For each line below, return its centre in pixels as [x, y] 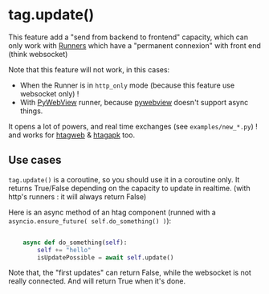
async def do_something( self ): [75, 243]
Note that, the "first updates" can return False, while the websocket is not [130, 273]
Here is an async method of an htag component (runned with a [112, 212]
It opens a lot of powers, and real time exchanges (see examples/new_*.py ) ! [133, 126]
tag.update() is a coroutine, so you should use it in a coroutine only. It [124, 179]
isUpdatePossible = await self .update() [106, 257]
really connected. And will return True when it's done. [97, 281]
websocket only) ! [49, 93]
